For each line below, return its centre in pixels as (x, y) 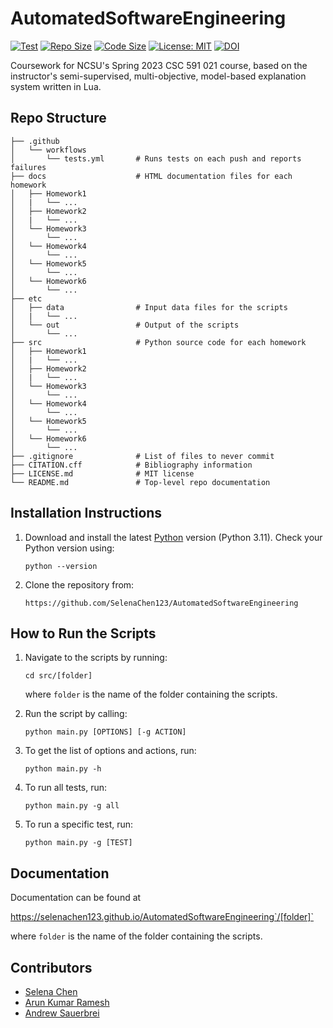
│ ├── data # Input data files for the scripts (149, 307)
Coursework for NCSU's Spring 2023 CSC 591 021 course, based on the (159, 65)
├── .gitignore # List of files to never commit (142, 456)
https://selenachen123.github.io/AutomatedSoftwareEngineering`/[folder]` (162, 917)
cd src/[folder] (58, 676)
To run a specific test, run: (79, 824)
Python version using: (69, 548)
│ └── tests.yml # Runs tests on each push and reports (156, 158)
